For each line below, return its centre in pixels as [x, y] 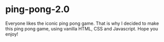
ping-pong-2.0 [38, 9]
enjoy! [12, 34]
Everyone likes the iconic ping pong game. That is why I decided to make [82, 23]
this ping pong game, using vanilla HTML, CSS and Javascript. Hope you [82, 28]
